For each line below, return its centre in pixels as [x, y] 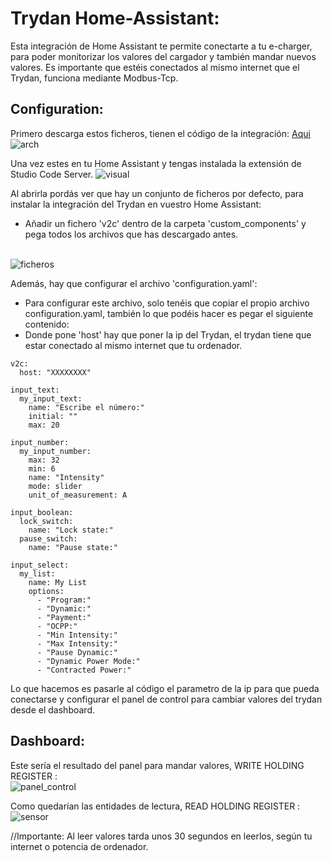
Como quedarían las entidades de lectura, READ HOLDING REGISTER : [155, 806]
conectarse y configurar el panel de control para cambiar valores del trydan [166, 699]
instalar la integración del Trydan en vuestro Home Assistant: [136, 204]
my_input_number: [55, 451]
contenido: [47, 324]
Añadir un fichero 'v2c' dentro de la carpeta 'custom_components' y [165, 223]
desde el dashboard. [52, 709]
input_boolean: [42, 512]
